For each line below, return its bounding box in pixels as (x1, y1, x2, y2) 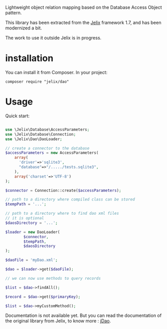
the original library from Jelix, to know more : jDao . (5, 318, 111, 324)
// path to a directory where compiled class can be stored (5, 197, 136, 202)
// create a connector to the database (5, 146, 90, 151)
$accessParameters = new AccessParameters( (5, 150, 99, 155)
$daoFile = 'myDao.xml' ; (5, 257, 58, 263)
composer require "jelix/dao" (5, 79, 70, 84)
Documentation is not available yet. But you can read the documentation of (5, 312, 162, 319)
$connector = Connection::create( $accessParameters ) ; (5, 188, 122, 193)
